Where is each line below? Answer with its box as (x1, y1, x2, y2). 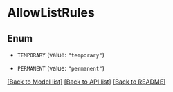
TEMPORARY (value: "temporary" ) (17, 50, 105, 59)
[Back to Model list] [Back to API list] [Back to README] (7, 77, 166, 86)
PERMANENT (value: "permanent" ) (17, 64, 105, 72)
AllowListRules (7, 5, 95, 21)
